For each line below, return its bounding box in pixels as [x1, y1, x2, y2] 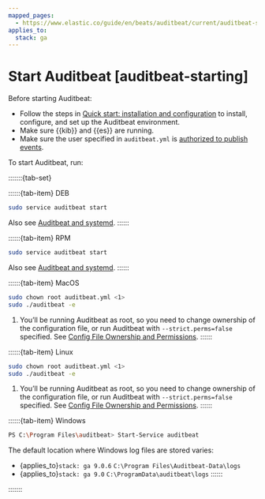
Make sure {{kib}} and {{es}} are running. [19, 126, 155, 135]
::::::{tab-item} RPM [8, 234, 71, 243]
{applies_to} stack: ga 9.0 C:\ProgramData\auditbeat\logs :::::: [19, 469, 223, 478]
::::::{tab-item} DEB [8, 189, 69, 198]
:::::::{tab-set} [8, 173, 52, 182]
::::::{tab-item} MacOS [8, 278, 80, 287]
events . [19, 143, 44, 152]
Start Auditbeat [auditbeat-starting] [8, 68, 248, 85]
